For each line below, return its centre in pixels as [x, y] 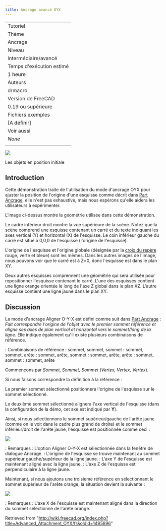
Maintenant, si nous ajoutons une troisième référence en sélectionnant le [79, 479]
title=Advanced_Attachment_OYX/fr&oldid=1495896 [58, 524]
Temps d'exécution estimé [38, 66]
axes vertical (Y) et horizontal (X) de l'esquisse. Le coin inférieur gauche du [82, 235]
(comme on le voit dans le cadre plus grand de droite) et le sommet [74, 424]
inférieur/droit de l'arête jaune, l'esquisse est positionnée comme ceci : [78, 429]
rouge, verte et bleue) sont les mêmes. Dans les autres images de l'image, [81, 256]
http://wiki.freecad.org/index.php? [73, 518]
